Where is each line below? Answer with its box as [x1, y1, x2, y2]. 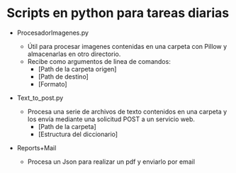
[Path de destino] [38, 72, 89, 81]
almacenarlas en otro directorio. [27, 50, 121, 58]
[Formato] [38, 79, 68, 88]
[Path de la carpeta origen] [38, 65, 117, 73]
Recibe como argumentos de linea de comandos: [27, 57, 171, 65]
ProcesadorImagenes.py [16, 28, 89, 37]
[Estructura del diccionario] [38, 130, 118, 138]
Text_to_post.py [16, 94, 64, 102]
